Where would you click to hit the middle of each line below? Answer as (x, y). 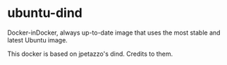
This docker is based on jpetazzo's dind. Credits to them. (90, 54)
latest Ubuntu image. (38, 40)
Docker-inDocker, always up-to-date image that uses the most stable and (114, 32)
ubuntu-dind (45, 13)
